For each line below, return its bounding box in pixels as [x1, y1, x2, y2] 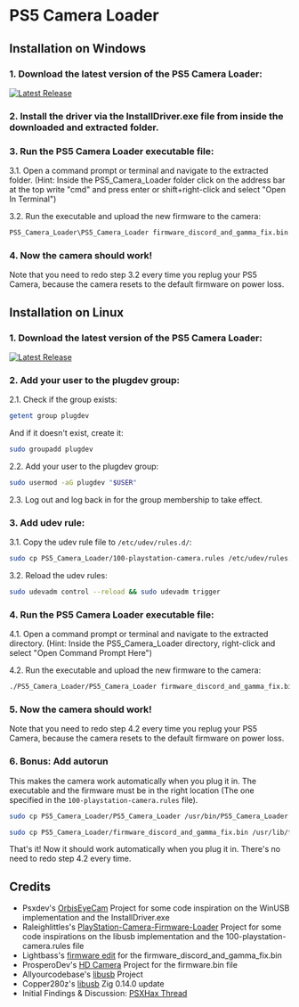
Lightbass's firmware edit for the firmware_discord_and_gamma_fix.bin [21, 950, 282, 961]
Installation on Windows [9, 41, 147, 56]
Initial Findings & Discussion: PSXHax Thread [21, 988, 188, 999]
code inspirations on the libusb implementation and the [21, 931, 224, 942]
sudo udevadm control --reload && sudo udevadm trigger [9, 587, 221, 597]
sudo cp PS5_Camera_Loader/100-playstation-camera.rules [9, 554, 225, 563]
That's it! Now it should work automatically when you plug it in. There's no [9, 844, 281, 855]
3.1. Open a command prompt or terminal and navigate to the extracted [9, 166, 269, 176]
